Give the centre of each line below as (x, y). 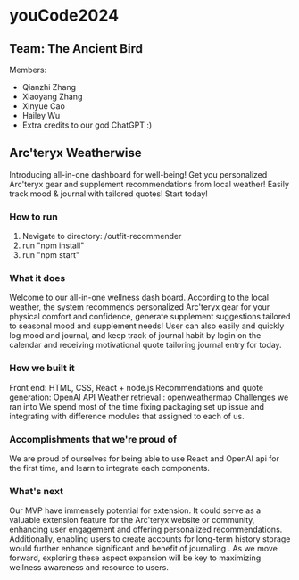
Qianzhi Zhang (49, 87)
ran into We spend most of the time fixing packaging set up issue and (137, 406)
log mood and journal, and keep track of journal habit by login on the (135, 336)
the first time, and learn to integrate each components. (109, 468)
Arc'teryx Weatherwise (75, 153)
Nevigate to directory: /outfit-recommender (102, 236)
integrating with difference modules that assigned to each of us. (127, 416)
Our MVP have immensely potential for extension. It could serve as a (135, 510)
